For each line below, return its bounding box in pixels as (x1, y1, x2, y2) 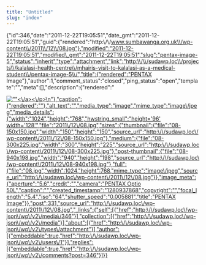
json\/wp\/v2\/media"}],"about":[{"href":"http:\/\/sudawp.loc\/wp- (6, 218, 173, 226)
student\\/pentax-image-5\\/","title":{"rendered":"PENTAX (6, 70, 152, 78)
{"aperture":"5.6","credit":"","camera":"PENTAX (6, 180, 126, 187)
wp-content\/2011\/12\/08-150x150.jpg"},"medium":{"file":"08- (6, 134, 164, 141)
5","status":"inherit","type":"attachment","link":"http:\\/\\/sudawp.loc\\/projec (6, 58, 199, 65)
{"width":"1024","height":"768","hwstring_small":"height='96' (6, 114, 161, 122)
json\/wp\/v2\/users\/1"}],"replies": (6, 238, 94, 245)
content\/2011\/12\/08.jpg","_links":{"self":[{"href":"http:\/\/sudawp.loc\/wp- (6, 206, 198, 213)
